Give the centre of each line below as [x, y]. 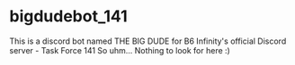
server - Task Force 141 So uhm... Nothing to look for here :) [120, 50]
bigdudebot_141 [68, 16]
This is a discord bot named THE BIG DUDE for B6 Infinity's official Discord [148, 41]
